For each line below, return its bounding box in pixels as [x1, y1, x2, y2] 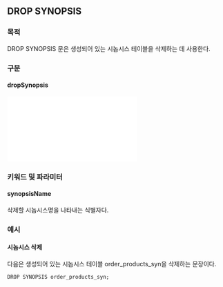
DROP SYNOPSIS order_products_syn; [7, 274, 110, 281]
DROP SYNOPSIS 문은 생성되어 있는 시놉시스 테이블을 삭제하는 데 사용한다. [7, 44, 211, 52]
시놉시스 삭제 [7, 243, 43, 251]
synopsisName [7, 190, 52, 198]
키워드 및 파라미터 [7, 172, 64, 181]
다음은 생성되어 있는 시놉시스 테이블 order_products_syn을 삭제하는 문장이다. [7, 260, 217, 268]
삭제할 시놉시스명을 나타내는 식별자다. [7, 206, 109, 214]
